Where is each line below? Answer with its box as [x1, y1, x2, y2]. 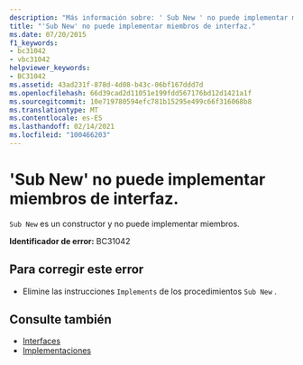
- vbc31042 [9, 55, 50, 64]
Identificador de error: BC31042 [9, 235, 131, 246]
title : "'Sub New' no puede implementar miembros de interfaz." [9, 22, 256, 31]
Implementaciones [22, 345, 92, 356]
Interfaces [22, 335, 61, 347]
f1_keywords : [9, 38, 59, 48]
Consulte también [9, 312, 112, 327]
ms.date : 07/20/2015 [9, 30, 87, 39]
